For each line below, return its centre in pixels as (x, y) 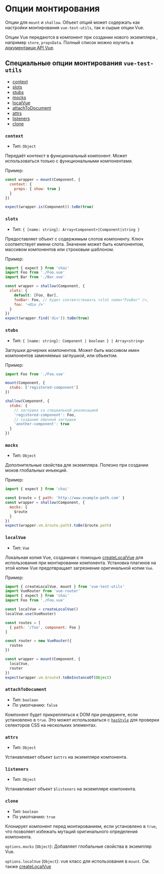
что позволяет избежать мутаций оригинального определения (71, 831)
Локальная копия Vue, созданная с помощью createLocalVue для (74, 557)
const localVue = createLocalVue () (42, 609)
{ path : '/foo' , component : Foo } (45, 627)
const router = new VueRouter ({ (38, 641)
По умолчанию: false (35, 705)
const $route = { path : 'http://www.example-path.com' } (65, 498)
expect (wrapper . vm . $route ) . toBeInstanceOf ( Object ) (58, 678)
